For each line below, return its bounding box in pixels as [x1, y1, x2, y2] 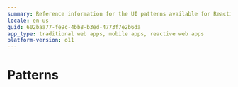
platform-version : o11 [7, 37, 74, 44]
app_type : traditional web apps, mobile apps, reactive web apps [7, 30, 204, 37]
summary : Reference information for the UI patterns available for [7, 10, 211, 18]
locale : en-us [7, 17, 50, 24]
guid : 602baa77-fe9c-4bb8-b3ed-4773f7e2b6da [7, 23, 141, 30]
